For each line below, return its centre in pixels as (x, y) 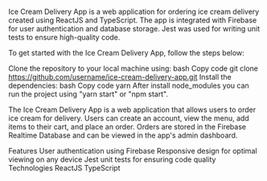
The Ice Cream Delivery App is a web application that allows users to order (132, 109)
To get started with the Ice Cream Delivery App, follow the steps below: (127, 53)
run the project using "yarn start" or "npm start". (88, 94)
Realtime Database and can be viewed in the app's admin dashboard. (123, 135)
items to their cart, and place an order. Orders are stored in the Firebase (127, 127)
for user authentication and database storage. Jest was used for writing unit (134, 29)
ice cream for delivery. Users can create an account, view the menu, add (129, 118)
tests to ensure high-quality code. (64, 37)
